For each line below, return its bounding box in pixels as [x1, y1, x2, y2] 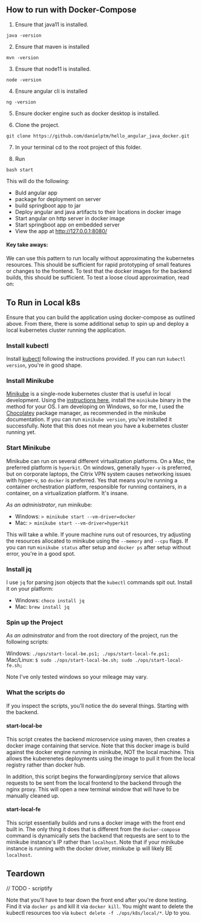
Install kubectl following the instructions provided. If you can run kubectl [6, 355, 186, 363]
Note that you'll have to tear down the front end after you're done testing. [6, 896, 188, 903]
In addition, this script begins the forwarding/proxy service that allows [6, 773, 180, 780]
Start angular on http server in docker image [14, 214, 125, 222]
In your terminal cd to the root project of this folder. [14, 143, 142, 151]
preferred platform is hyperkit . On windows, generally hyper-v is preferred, [6, 464, 193, 471]
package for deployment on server [14, 195, 101, 202]
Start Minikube [6, 444, 51, 452]
